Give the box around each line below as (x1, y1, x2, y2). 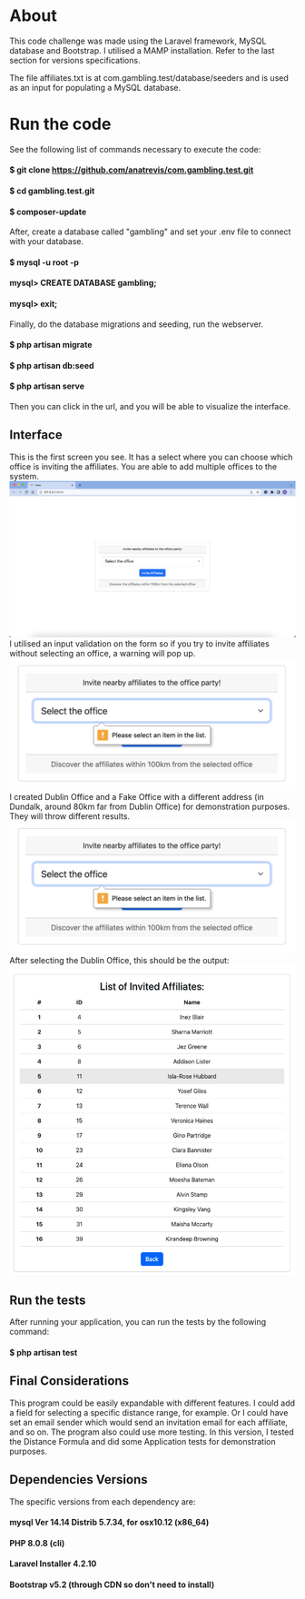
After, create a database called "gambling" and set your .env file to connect (9, 226, 291, 237)
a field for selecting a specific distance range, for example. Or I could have (9, 1407, 289, 1417)
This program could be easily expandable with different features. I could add (9, 1397, 296, 1408)
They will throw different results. (9, 811, 130, 822)
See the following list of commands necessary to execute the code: (9, 143, 261, 154)
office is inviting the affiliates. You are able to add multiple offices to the (9, 460, 278, 472)
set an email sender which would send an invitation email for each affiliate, (9, 1416, 289, 1427)
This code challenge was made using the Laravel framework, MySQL (9, 35, 267, 46)
